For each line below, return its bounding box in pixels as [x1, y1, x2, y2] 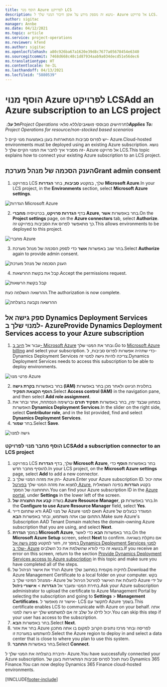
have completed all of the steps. [12, 561, 79, 567]
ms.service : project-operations [5, 36, 72, 41]
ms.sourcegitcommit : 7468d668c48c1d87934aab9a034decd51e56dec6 [5, 54, 140, 59]
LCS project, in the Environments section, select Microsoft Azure [12, 185, 148, 191]
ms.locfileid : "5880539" [5, 73, 57, 78]
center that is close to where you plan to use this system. [12, 635, 130, 641]
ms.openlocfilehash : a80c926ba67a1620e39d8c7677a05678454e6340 [5, 49, 140, 54]
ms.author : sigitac [5, 45, 46, 50]
